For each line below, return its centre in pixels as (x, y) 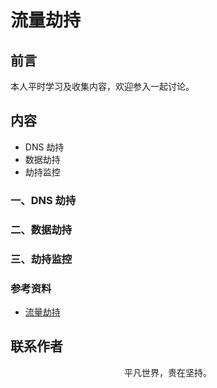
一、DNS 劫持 (43, 200)
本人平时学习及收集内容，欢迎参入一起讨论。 (102, 86)
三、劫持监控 (41, 259)
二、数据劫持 (41, 229)
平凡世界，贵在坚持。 (168, 372)
